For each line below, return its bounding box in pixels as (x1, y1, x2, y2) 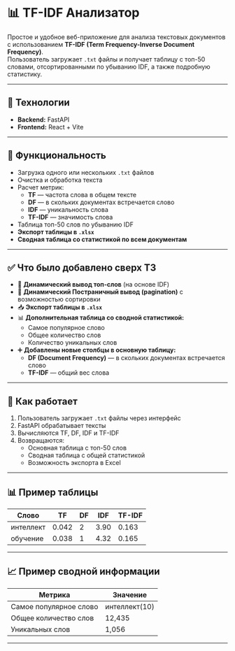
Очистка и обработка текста (17, 176, 103, 184)
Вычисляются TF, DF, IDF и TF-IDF (17, 429, 120, 437)
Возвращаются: (17, 436, 65, 445)
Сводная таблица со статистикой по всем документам (17, 235, 187, 243)
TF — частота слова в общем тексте (27, 190, 137, 199)
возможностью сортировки (17, 295, 101, 303)
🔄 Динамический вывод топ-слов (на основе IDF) (17, 280, 170, 289)
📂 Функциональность (7, 150, 106, 162)
